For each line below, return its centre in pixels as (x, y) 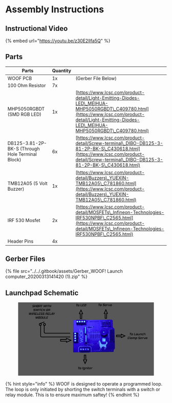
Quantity (62, 71)
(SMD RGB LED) (25, 115)
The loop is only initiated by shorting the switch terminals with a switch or (83, 390)
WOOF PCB (20, 78)
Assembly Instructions (55, 10)
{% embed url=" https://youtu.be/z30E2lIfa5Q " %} (58, 41)
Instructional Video (37, 29)
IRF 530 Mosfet (24, 221)
